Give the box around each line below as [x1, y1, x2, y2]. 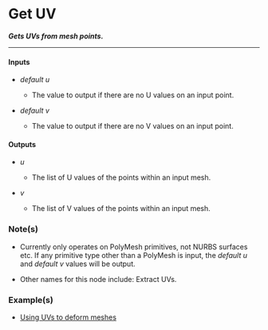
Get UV [8, 5, 57, 23]
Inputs [8, 57, 30, 66]
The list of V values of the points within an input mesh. [31, 204, 211, 213]
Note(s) [8, 224, 38, 235]
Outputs [8, 139, 37, 149]
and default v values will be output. [19, 259, 136, 268]
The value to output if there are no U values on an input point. [31, 90, 235, 100]
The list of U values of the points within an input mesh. [31, 173, 211, 182]
